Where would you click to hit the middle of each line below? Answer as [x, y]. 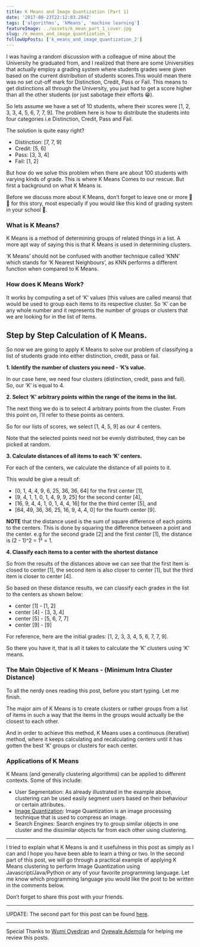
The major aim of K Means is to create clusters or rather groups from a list [97, 708]
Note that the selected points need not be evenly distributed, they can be [96, 438]
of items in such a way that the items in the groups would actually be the [95, 714]
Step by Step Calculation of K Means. [77, 335]
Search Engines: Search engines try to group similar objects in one [96, 824]
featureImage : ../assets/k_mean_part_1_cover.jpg [69, 28]
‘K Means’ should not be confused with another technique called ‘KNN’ [93, 256]
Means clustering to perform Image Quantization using [73, 866]
